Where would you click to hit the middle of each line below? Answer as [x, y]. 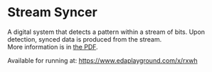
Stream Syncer [52, 12]
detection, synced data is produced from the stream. [85, 39]
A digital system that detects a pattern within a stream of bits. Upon [106, 32]
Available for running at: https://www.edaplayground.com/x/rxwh [102, 60]
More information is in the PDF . [53, 47]
